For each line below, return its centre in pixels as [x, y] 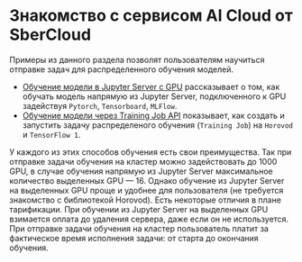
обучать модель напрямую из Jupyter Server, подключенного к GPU [154, 96]
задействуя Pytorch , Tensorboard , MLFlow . [100, 105]
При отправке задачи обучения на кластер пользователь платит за [139, 228]
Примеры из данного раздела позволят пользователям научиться [137, 59]
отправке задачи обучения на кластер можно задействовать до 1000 [143, 161]
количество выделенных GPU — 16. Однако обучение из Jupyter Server [147, 180]
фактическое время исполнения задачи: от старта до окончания [134, 238]
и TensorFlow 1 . [51, 134]
